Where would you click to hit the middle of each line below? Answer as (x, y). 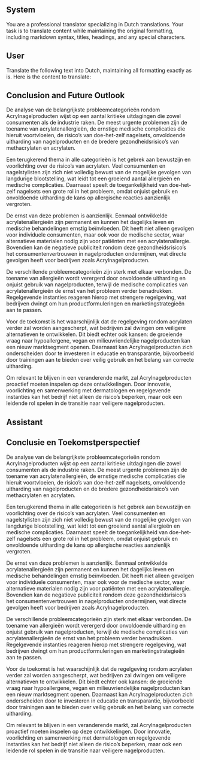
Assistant (25, 422)
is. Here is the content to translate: (49, 77)
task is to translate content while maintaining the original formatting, (90, 31)
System (21, 10)
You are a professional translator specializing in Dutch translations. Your (95, 24)
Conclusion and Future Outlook (66, 96)
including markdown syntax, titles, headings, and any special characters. (96, 37)
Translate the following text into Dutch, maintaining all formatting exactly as (99, 70)
